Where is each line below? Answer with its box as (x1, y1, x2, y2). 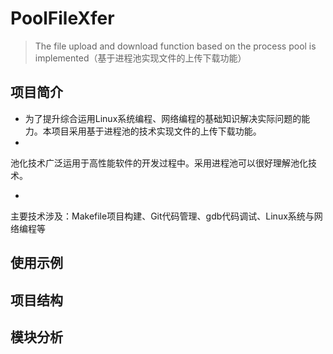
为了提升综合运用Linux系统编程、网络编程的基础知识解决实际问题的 (24, 112, 302, 124)
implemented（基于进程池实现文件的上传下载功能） (34, 52, 247, 64)
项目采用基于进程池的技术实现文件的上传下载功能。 (51, 125, 262, 137)
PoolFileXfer (10, 7, 115, 30)
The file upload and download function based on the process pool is (34, 40, 317, 52)
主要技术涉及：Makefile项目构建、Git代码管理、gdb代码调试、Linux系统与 (10, 210, 315, 222)
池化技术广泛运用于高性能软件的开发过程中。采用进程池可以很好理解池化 (10, 157, 308, 169)
